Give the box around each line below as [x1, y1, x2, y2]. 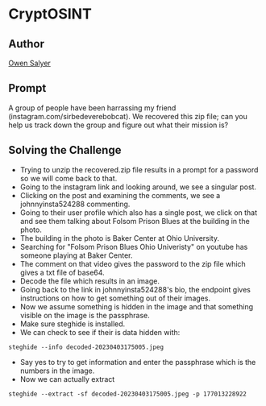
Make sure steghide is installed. [19, 319, 126, 329]
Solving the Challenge [8, 143, 122, 157]
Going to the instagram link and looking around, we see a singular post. [19, 182, 256, 192]
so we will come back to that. [19, 173, 118, 183]
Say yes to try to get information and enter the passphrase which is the [19, 357, 256, 367]
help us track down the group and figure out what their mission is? [8, 120, 228, 130]
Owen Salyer [8, 58, 51, 68]
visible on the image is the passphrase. [19, 310, 151, 320]
